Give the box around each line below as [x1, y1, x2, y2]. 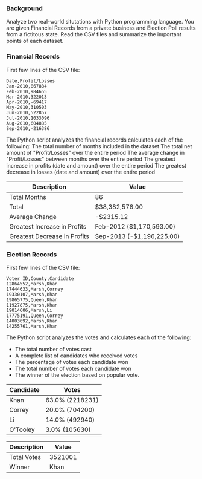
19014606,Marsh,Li [6, 307, 52, 313]
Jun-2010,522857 [6, 109, 47, 116]
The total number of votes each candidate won [14, 365, 131, 372]
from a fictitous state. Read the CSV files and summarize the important [6, 31, 182, 38]
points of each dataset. [6, 37, 64, 45]
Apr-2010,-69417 [6, 99, 47, 105]
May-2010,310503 [6, 104, 47, 110]
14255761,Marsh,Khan [6, 323, 58, 329]
